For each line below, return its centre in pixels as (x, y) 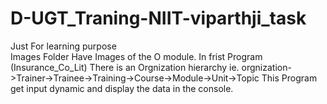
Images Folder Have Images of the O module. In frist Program (136, 56)
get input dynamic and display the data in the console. (122, 88)
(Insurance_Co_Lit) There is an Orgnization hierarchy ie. (125, 67)
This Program (289, 78)
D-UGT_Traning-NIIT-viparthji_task (158, 18)
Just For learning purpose (63, 46)
